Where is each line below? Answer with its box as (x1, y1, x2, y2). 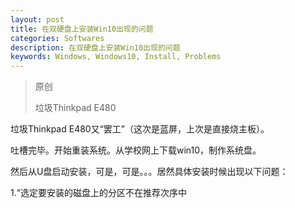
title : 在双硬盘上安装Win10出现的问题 (10, 24, 154, 34)
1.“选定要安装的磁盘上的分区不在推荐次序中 (10, 187, 187, 199)
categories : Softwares (10, 33, 105, 43)
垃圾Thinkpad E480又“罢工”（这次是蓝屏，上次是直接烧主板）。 (10, 123, 270, 135)
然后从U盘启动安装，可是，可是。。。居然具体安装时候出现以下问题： (10, 166, 289, 178)
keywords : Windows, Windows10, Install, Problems (10, 52, 222, 62)
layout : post (10, 14, 65, 25)
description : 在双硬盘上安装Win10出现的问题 (10, 42, 181, 53)
